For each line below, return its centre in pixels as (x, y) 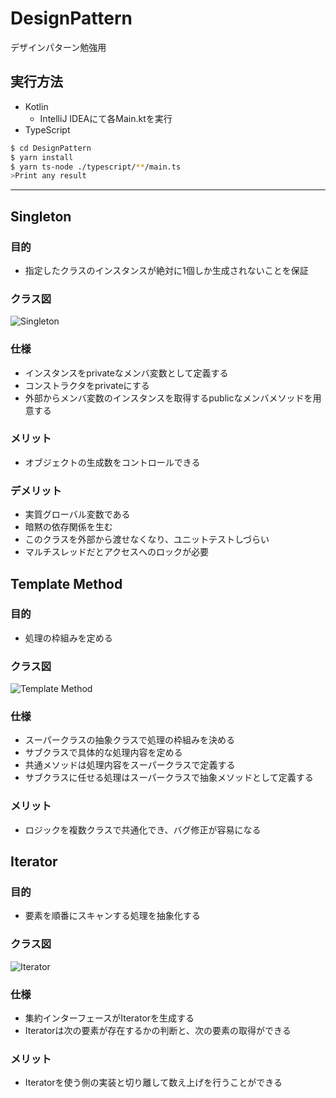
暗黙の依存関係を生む (68, 527)
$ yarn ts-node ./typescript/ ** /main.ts (96, 167)
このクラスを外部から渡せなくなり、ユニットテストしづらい (147, 539)
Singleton (41, 216)
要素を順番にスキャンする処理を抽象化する (112, 916)
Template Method (66, 583)
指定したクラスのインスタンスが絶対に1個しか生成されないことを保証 (166, 270)
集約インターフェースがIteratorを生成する (109, 1018)
